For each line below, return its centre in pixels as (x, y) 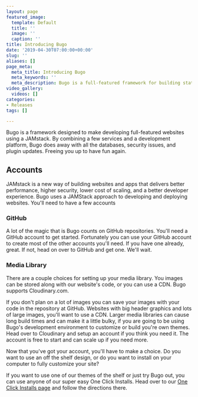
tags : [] (17, 110)
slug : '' (17, 56)
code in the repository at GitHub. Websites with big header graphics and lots (99, 308)
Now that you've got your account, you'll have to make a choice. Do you (93, 351)
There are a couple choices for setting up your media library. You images (95, 278)
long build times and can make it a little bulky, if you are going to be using (95, 321)
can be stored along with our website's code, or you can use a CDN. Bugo (96, 284)
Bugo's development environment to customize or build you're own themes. (98, 327)
